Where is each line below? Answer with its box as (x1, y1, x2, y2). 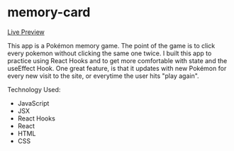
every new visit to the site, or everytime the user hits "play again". (7, 72, 200, 80)
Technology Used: (7, 85, 61, 94)
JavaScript (17, 99, 50, 107)
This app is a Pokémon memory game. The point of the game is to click (7, 41, 216, 50)
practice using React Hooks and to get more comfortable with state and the (7, 56, 228, 65)
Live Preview (7, 28, 45, 36)
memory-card (7, 4, 91, 21)
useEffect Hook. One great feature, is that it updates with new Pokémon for (7, 64, 227, 72)
